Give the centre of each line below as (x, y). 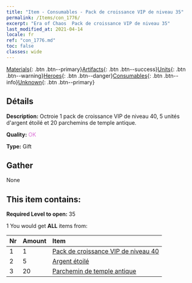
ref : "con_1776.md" (31, 40)
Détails (20, 101)
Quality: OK (21, 134)
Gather (20, 165)
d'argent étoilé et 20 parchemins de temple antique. (72, 122)
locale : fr (20, 35)
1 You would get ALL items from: (47, 226)
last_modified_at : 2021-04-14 (45, 29)
